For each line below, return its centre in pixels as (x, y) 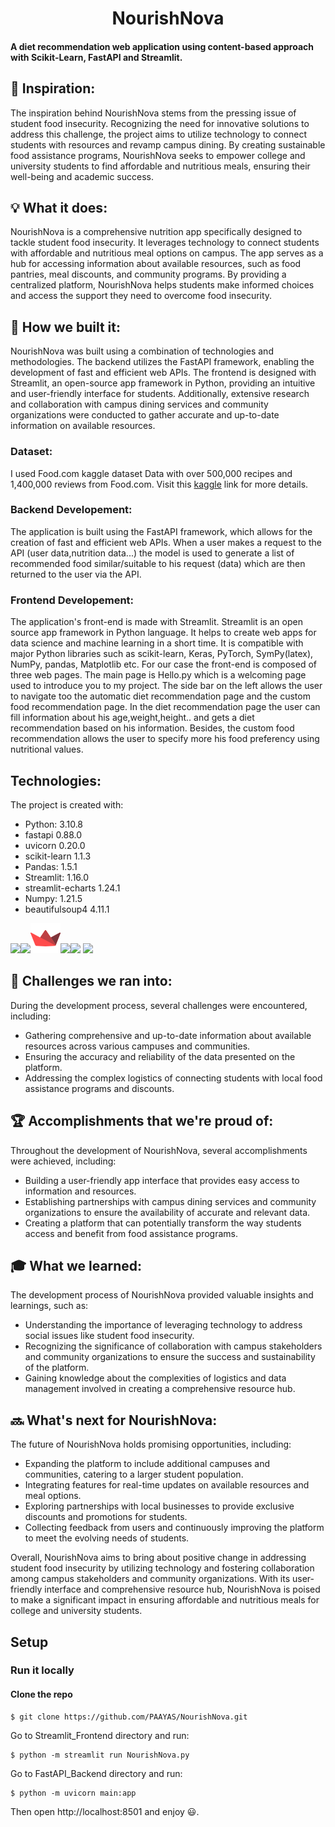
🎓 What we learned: (76, 1265)
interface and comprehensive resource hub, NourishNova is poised (182, 1589)
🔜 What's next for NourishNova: (114, 1420)
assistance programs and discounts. (99, 1088)
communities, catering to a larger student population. (134, 1474)
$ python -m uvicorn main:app (73, 1793)
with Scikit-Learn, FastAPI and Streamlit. (96, 57)
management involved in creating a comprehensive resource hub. (160, 1389)
